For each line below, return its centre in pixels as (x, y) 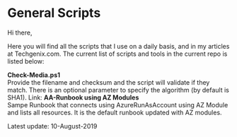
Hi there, (20, 32)
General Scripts (54, 13)
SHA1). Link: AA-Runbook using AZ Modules (73, 97)
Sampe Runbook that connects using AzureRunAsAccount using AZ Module (118, 105)
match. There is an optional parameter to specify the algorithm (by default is (118, 90)
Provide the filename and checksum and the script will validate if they (109, 82)
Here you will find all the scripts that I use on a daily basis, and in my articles (118, 46)
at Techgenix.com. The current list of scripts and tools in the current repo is (117, 54)
